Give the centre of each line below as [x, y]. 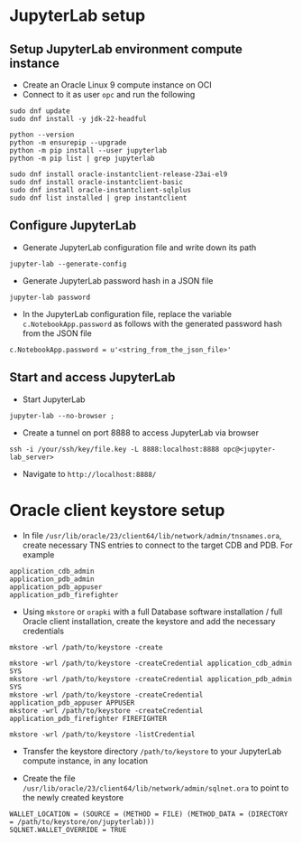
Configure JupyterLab [73, 225]
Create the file [49, 778]
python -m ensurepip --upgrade [68, 143]
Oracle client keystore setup [117, 510]
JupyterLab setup [78, 16]
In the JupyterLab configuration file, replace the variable [127, 314]
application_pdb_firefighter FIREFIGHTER [88, 718]
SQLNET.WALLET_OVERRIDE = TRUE [68, 829]
